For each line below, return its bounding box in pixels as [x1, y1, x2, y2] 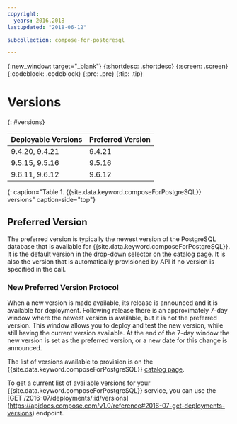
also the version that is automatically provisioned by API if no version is [7, 257, 214, 266]
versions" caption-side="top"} [7, 196, 96, 204]
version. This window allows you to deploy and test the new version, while [7, 321, 224, 330]
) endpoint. [31, 409, 64, 418]
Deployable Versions [11, 135, 83, 145]
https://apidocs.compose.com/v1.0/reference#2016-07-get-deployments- [9, 401, 225, 410]
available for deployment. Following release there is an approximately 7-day [7, 306, 228, 315]
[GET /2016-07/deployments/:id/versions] [7, 394, 129, 403]
